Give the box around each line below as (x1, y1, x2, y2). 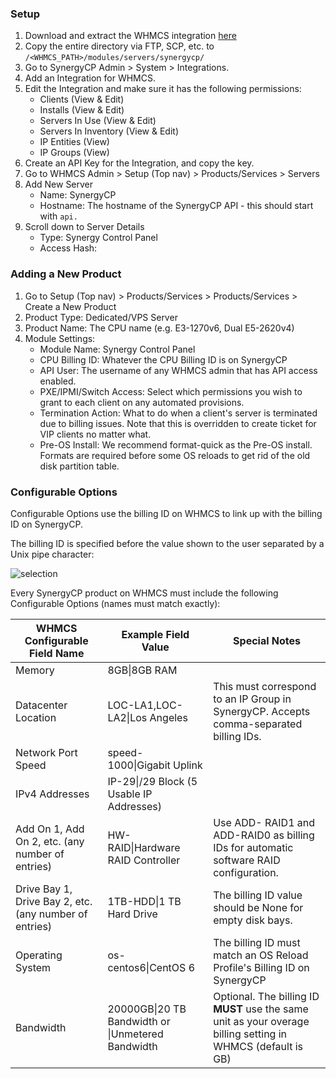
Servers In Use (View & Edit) (39, 115, 157, 127)
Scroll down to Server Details (24, 221, 145, 233)
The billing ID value (213, 888, 303, 902)
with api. (39, 210, 78, 222)
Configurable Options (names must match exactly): (10, 597, 221, 609)
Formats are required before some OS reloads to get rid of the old (39, 449, 311, 461)
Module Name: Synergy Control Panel (39, 343, 196, 355)
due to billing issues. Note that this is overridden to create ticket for (39, 417, 317, 429)
